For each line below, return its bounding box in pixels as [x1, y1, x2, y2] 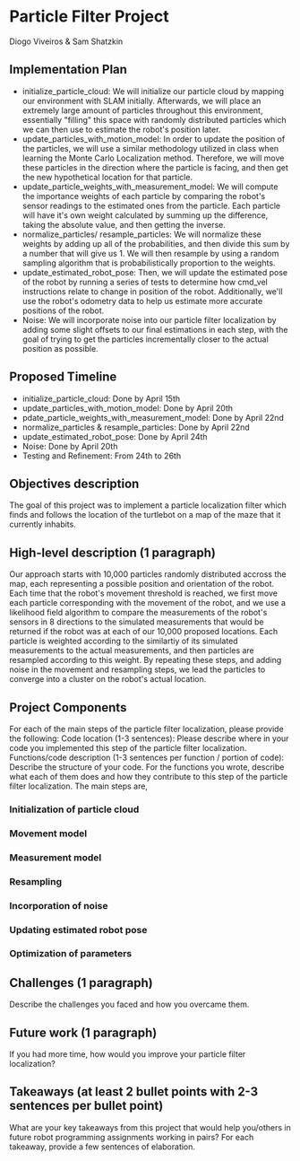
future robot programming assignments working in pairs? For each [9, 1131, 254, 1142]
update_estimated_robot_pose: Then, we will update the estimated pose [21, 266, 288, 277]
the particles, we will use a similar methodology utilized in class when [21, 143, 279, 153]
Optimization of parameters [9, 947, 133, 960]
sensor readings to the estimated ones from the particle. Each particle [21, 200, 281, 211]
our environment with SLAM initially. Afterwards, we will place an [21, 95, 261, 106]
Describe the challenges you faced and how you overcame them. [9, 999, 250, 1010]
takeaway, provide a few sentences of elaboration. [9, 1141, 195, 1152]
